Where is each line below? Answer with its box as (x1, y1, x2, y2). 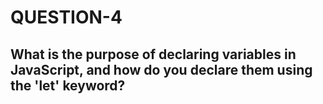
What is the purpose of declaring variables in (10, 46, 297, 63)
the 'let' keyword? (10, 77, 126, 94)
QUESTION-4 (10, 6, 123, 29)
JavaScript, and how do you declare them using (10, 61, 313, 78)
